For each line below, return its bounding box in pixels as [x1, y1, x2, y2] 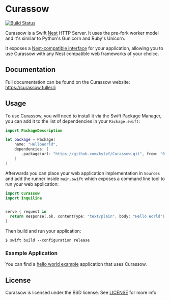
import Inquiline [5, 195, 42, 201]
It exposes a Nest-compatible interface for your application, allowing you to [5, 45, 164, 51]
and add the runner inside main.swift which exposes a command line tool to [5, 176, 165, 182]
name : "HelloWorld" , [14, 142, 58, 147]
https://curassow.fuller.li [5, 84, 56, 90]
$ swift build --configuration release [5, 238, 90, 243]
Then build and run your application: [5, 228, 81, 234]
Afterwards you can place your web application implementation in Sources [5, 170, 160, 176]
